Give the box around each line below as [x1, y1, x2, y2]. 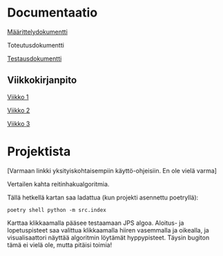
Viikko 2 [7, 106, 30, 115]
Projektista [7, 144, 71, 159]
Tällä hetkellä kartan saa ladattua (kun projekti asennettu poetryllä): [7, 193, 199, 201]
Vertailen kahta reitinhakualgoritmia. [7, 179, 110, 188]
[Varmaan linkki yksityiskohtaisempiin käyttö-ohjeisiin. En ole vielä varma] [7, 166, 217, 175]
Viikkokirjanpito [7, 75, 77, 86]
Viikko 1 [7, 92, 29, 101]
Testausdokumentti [7, 54, 62, 63]
